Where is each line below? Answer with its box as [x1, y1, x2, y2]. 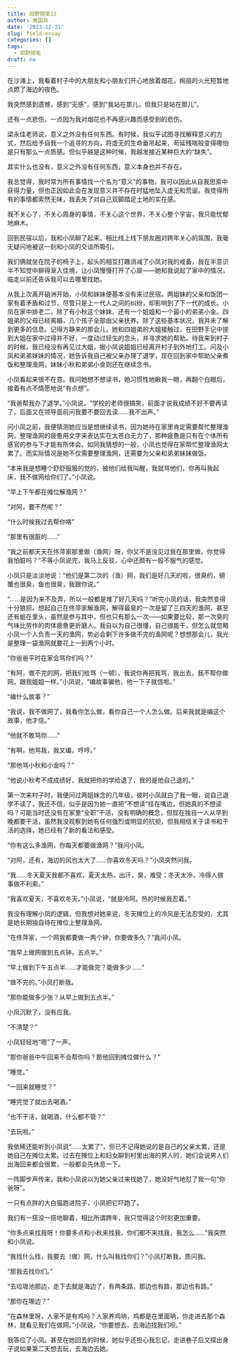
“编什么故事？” [7, 692, 51, 700]
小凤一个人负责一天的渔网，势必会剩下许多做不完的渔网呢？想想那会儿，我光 [7, 630, 229, 638]
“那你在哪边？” [7, 1296, 51, 1305]
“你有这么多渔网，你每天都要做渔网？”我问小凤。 [7, 841, 149, 849]
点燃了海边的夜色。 [7, 85, 63, 94]
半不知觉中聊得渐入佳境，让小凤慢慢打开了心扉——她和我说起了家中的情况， [7, 266, 229, 274]
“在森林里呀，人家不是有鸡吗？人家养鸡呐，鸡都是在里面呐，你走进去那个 [7, 1312, 220, 1320]
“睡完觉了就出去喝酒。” [7, 1097, 72, 1106]
